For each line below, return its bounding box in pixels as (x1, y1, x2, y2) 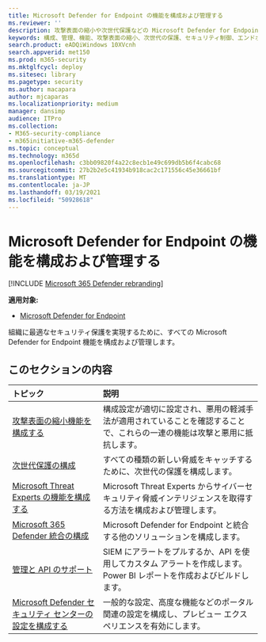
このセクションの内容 (8, 362, 112, 376)
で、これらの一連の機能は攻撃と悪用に (102, 427, 245, 438)
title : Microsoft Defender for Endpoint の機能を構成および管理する (8, 11, 223, 20)
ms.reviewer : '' (8, 19, 62, 27)
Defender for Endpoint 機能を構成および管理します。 (8, 338, 180, 347)
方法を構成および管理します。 (110, 505, 222, 516)
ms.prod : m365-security (8, 56, 87, 64)
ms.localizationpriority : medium (8, 100, 119, 108)
